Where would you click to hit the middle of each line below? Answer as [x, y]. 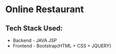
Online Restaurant [45, 9]
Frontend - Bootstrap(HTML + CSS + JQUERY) [62, 46]
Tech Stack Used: [34, 28]
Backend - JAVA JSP [35, 40]
